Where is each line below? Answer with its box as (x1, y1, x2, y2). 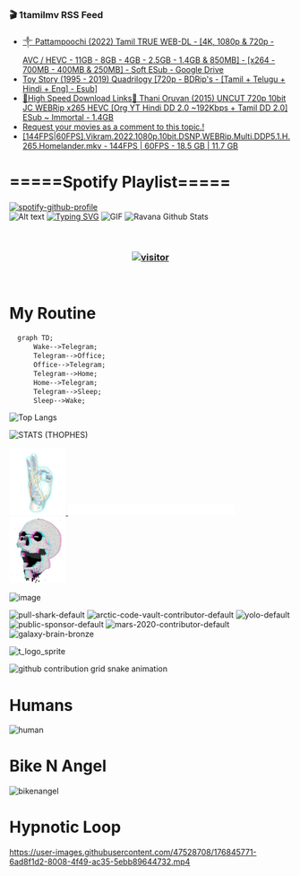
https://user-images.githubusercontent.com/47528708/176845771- (9, 847, 257, 858)
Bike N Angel (9, 756, 107, 776)
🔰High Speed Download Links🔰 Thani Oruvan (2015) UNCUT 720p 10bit (21, 93, 287, 104)
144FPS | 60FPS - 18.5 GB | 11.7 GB (109, 141, 239, 152)
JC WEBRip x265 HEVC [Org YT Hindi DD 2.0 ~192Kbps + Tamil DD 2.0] (21, 102, 288, 113)
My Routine (9, 302, 97, 323)
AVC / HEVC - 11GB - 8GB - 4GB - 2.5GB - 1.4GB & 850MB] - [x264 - (21, 55, 276, 66)
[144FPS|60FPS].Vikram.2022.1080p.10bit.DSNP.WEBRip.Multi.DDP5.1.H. (21, 131, 291, 142)
